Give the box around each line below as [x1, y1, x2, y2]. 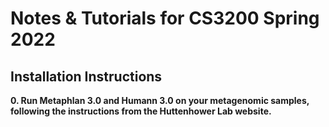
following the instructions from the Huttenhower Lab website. [10, 105, 272, 117]
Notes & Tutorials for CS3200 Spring [10, 7, 320, 30]
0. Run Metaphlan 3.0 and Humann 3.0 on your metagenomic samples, [10, 95, 310, 106]
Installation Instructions [10, 68, 163, 85]
